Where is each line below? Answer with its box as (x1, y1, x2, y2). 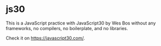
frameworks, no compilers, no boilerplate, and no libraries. (6, 25, 128, 31)
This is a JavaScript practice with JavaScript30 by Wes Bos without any (6, 20, 156, 26)
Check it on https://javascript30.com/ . (6, 35, 85, 41)
